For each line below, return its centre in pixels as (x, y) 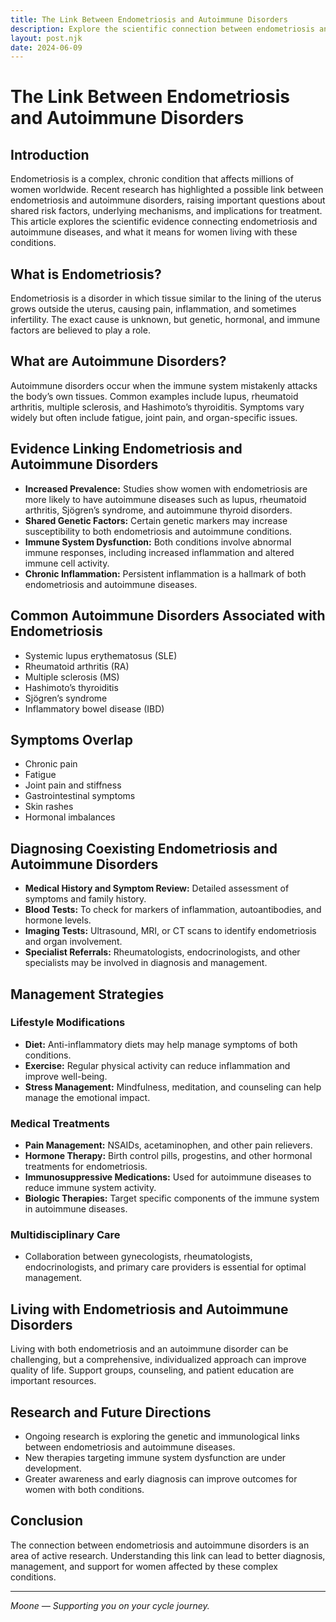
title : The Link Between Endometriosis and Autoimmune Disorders (149, 19)
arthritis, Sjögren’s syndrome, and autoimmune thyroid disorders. (158, 510)
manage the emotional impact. (87, 1097)
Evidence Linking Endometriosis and (126, 449)
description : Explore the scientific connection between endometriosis (162, 29)
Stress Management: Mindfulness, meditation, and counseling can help (173, 1087)
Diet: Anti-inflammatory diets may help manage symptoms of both (161, 1044)
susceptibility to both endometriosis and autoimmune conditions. (158, 531)
